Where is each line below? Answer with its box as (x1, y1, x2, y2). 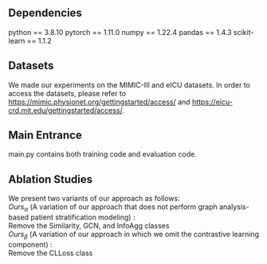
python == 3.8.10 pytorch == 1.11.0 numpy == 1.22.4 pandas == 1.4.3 (8, 27, 233, 37)
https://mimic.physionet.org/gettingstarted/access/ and (8, 97, 190, 107)
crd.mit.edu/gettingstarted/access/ (8, 105, 123, 115)
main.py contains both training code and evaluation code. (8, 149, 197, 159)
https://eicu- (191, 97, 234, 107)
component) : (8, 239, 53, 249)
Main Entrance (8, 129, 82, 142)
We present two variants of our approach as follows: (8, 194, 181, 204)
